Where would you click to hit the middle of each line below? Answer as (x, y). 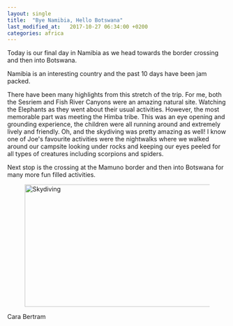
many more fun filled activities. (52, 175)
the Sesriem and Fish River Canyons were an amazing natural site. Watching (116, 102)
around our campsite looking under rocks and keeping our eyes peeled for (114, 146)
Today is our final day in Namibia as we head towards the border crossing (113, 53)
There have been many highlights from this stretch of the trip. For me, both (114, 95)
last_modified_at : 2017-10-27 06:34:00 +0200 (78, 26)
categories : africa (36, 33)
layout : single (29, 14)
